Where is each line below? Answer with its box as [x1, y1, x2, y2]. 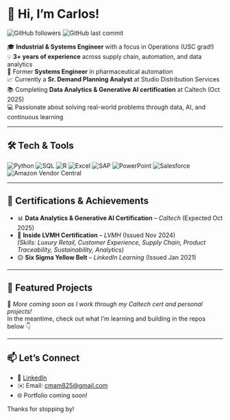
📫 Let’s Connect [7, 352, 80, 364]
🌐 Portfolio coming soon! [16, 391, 88, 399]
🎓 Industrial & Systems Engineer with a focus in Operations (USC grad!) [7, 42, 214, 51]
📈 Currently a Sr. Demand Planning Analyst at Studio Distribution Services [7, 75, 220, 83]
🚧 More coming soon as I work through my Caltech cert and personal [7, 300, 203, 308]
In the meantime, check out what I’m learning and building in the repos [7, 314, 206, 323]
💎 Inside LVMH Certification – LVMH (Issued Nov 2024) [16, 231, 176, 239]
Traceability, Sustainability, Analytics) [16, 245, 125, 254]
